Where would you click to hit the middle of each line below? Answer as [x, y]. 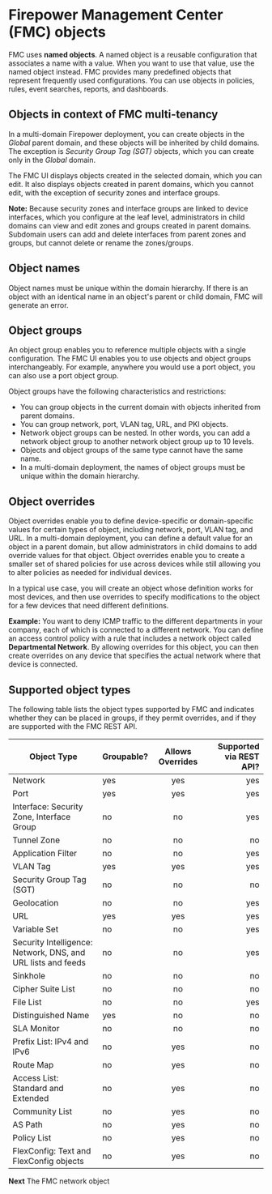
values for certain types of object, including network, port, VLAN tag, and [131, 530]
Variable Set [36, 929]
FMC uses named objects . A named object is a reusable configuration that [133, 54]
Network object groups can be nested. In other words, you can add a [135, 433]
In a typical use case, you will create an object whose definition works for [131, 588]
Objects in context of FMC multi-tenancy [113, 115]
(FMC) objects [57, 32]
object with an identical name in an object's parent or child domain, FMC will [136, 296]
